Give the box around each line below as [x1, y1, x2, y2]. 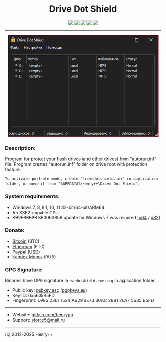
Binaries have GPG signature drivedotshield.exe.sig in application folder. [5, 278, 156, 284]
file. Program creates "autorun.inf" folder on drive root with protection [5, 161, 147, 167]
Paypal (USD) [12, 249, 40, 255]
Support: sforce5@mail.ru [12, 317, 65, 323]
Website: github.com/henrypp [12, 312, 73, 318]
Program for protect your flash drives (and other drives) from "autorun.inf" [5, 156, 157, 162]
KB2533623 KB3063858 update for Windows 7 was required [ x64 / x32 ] [12, 214, 161, 220]
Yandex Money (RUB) [12, 254, 56, 260]
